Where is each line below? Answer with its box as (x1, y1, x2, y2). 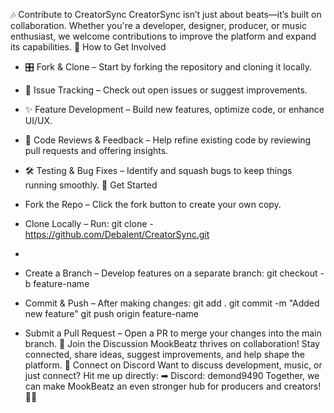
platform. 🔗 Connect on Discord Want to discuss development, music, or (24, 359, 323, 371)
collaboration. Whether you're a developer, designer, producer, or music (10, 20, 307, 31)
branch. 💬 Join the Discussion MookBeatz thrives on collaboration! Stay (24, 338, 320, 349)
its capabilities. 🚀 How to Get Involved (10, 41, 167, 53)
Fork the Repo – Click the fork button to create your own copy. (24, 199, 282, 210)
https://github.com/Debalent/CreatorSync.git (24, 229, 210, 240)
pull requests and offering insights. (24, 145, 169, 156)
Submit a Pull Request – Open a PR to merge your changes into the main (24, 327, 322, 339)
